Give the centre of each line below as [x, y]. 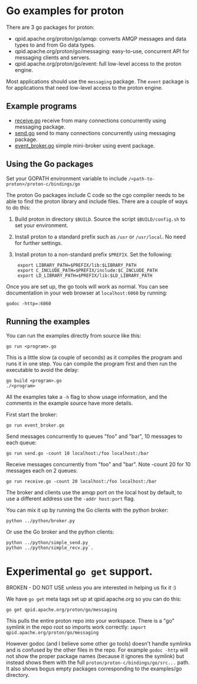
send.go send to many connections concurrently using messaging [95, 133]
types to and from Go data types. [55, 45]
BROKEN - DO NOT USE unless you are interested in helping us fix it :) [91, 588]
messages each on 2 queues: [42, 471]
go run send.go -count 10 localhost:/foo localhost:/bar [78, 454]
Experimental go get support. [79, 571]
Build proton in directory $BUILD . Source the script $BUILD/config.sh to [100, 219]
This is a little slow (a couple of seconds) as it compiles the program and [94, 358]
